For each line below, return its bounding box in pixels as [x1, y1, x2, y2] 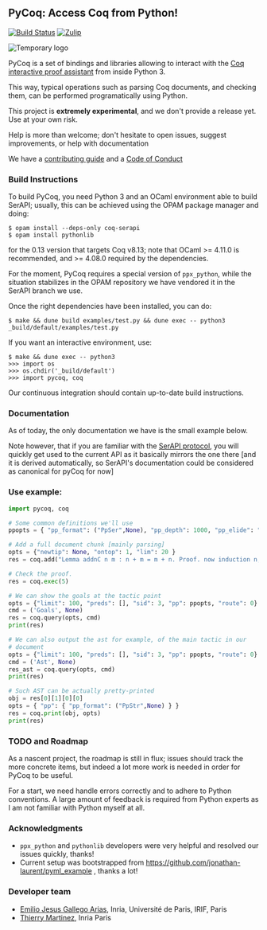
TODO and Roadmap [8, 736, 89, 747]
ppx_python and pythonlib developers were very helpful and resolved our [19, 841, 259, 850]
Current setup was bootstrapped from [19, 858, 145, 867]
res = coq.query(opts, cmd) [8, 614, 102, 622]
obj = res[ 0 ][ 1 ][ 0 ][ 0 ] [8, 694, 83, 703]
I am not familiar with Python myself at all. [8, 803, 145, 812]
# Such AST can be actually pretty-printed [8, 687, 155, 695]
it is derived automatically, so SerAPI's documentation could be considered [8, 458, 254, 468]
